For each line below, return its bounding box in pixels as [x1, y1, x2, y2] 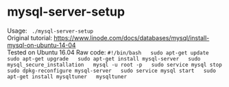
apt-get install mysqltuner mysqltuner [7, 73, 128, 80]
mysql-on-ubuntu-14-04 [7, 41, 77, 49]
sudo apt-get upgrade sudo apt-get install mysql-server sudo [7, 55, 201, 62]
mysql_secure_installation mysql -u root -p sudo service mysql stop [7, 61, 223, 68]
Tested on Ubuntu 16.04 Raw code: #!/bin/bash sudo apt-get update [7, 48, 209, 56]
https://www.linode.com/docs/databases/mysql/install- [53, 33, 210, 41]
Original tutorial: [7, 33, 53, 41]
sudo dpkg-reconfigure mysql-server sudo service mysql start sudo [7, 67, 216, 74]
